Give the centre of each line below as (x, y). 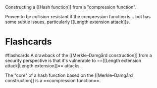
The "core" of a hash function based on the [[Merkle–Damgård (69, 75)
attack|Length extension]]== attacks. (43, 65)
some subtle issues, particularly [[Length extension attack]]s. (68, 22)
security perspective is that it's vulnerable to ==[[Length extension (73, 60)
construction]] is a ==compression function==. (53, 80)
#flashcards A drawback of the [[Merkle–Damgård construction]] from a (78, 55)
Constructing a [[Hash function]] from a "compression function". (71, 7)
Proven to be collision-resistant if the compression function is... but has (78, 16)
